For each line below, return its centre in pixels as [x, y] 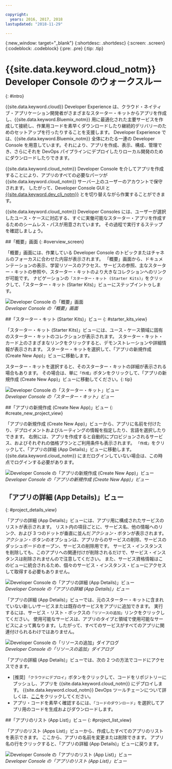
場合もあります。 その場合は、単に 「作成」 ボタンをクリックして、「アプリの [84, 373]
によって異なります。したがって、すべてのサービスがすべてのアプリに [87, 626]
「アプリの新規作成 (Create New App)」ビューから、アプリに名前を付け [81, 424]
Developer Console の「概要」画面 [42, 308]
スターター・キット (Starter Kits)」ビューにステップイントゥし [91, 285]
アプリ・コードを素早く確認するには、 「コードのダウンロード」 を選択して [86, 703]
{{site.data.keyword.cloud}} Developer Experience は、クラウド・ [75, 107]
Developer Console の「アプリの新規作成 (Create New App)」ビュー [77, 480]
